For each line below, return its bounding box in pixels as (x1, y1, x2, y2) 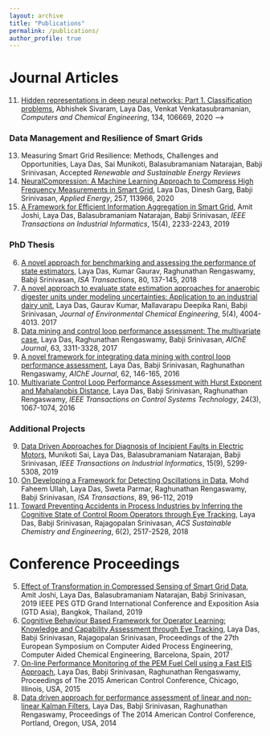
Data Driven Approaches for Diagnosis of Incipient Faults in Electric (20, 442, 244, 451)
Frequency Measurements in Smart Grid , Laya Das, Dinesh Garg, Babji (20, 185, 253, 195)
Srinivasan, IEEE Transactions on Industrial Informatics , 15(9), (20, 458, 226, 468)
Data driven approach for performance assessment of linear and (20, 693, 235, 702)
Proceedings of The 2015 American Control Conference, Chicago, (20, 676, 239, 685)
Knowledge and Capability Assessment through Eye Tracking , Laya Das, (20, 624, 260, 634)
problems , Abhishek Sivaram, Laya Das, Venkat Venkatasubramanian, (20, 104, 252, 113)
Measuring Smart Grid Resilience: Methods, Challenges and (20, 150, 219, 161)
